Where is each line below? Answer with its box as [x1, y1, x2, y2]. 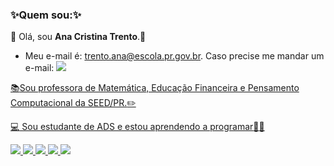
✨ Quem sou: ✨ [10, 8, 82, 22]
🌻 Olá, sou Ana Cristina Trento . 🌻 [10, 31, 147, 43]
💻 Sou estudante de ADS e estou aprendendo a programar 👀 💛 [10, 121, 265, 133]
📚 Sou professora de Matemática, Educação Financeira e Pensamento [10, 82, 300, 94]
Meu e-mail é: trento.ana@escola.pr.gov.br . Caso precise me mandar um [24, 50, 325, 62]
